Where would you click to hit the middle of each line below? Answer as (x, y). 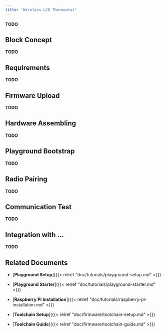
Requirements (27, 67)
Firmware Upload (32, 96)
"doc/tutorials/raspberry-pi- (118, 299)
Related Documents (36, 263)
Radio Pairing (26, 179)
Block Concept (29, 40)
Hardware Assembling (41, 123)
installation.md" (28, 304)
